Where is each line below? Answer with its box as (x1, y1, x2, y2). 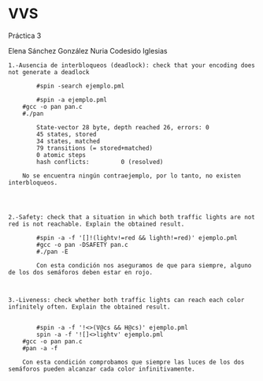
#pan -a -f (22, 344, 58, 352)
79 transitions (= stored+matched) (36, 144, 154, 152)
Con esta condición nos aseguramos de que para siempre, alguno (36, 261, 252, 269)
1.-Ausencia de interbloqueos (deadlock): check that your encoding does (8, 61, 256, 69)
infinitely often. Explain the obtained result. (8, 303, 171, 311)
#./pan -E (36, 248, 69, 256)
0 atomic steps (36, 151, 87, 159)
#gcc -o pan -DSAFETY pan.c (36, 241, 128, 248)
